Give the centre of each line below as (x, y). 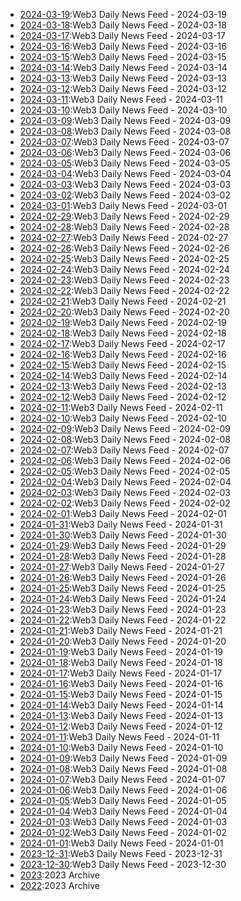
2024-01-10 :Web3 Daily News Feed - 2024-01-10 (121, 747)
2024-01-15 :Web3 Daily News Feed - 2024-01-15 (121, 694)
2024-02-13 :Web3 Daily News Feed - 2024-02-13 (123, 386)
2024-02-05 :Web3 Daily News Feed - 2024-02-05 (125, 471)
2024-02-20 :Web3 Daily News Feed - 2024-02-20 (124, 312)
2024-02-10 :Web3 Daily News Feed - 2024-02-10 (123, 418)
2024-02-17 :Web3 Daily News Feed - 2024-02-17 (122, 343)
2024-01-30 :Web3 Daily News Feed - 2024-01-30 (123, 535)
